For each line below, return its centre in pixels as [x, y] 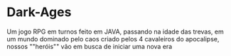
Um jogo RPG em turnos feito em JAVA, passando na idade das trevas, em [116, 31]
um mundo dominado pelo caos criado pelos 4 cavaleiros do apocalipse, [113, 38]
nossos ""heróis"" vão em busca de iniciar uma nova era [90, 46]
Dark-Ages [39, 12]
